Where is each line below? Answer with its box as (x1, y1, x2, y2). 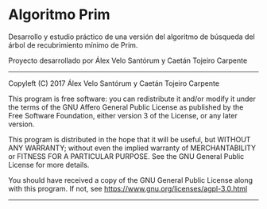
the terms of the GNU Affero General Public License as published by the (8, 102, 244, 112)
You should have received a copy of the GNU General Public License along (8, 175, 253, 184)
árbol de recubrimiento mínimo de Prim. (8, 40, 138, 49)
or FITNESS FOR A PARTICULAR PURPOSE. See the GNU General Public (8, 151, 245, 161)
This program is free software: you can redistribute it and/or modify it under (8, 94, 256, 103)
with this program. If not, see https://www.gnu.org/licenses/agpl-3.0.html (8, 184, 248, 193)
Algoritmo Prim (8, 6, 110, 24)
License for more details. (8, 160, 90, 169)
